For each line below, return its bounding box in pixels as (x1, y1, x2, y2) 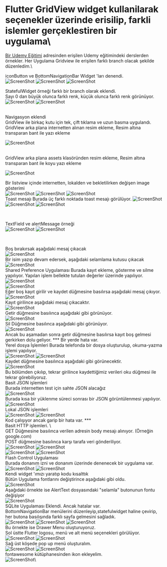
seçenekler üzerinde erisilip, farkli (5, 14, 151, 26)
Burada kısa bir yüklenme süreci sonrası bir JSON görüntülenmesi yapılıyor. (5, 395, 161, 402)
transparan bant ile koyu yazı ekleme (5, 160, 81, 166)
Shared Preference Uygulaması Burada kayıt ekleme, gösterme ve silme (5, 267, 154, 273)
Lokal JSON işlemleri (5, 406, 49, 412)
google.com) (5, 433, 32, 439)
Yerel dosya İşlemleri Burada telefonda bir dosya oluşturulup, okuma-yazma (5, 342, 162, 348)
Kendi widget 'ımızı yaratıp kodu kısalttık (5, 471, 89, 477)
